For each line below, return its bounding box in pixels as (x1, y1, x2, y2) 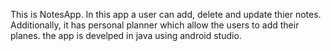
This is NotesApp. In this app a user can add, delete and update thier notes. (10, 9, 322, 20)
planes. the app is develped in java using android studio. (10, 30, 242, 41)
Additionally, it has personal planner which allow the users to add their (10, 19, 300, 31)
